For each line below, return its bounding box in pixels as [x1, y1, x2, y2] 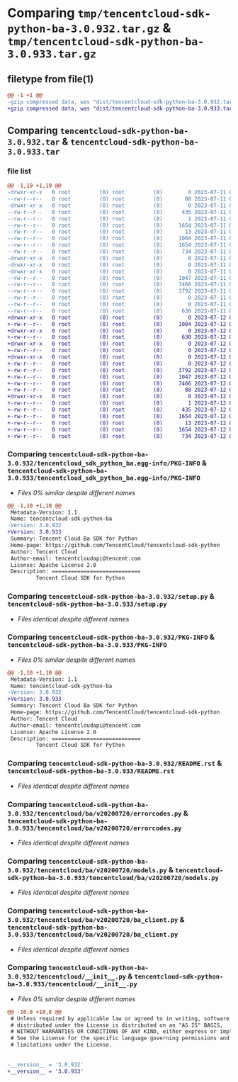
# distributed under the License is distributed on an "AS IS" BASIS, [10, 1022, 223, 1029]
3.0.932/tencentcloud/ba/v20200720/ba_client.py [7, 916, 178, 924]
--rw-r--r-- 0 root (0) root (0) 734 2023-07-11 [7, 248, 227, 256]
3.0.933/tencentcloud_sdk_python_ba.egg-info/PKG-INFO [7, 474, 200, 483]
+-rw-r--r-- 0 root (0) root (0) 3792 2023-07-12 [7, 366, 227, 373]
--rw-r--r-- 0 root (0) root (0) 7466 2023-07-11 [7, 281, 227, 288]
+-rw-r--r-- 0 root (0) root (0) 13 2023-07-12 [7, 419, 227, 427]
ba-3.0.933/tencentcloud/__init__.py [7, 980, 138, 988]
